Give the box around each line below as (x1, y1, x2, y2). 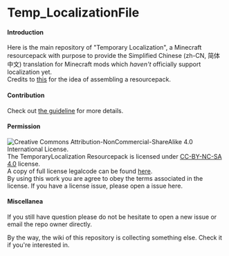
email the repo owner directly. (7, 220, 92, 228)
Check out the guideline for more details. (7, 106, 124, 115)
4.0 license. (7, 159, 40, 168)
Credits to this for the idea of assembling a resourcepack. (7, 75, 172, 83)
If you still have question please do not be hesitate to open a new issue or (7, 213, 217, 221)
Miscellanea (7, 197, 44, 206)
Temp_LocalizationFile (7, 5, 140, 21)
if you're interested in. (7, 241, 70, 249)
